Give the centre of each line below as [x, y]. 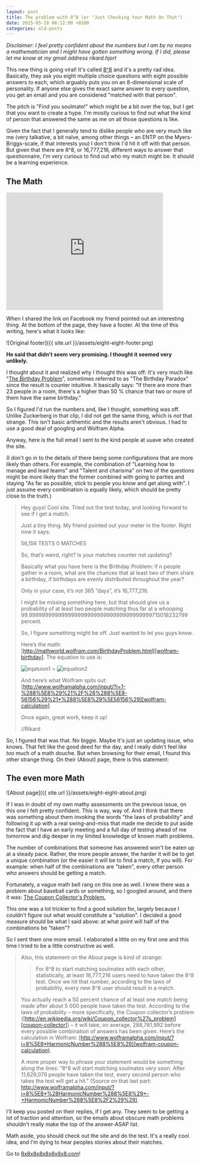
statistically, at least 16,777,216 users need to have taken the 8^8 [115, 975]
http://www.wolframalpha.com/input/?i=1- [74, 687]
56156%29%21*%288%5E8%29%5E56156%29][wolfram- [93, 699]
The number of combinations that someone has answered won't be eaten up [100, 847]
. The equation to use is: [73, 657]
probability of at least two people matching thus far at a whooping [102, 609]
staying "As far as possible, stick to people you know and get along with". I [98, 483]
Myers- [184, 137]
